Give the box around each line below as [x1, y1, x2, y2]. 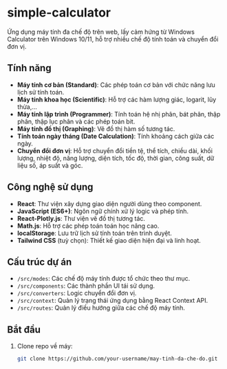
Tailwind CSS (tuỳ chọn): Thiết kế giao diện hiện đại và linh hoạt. [17, 236, 202, 244]
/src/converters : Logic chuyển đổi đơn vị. [17, 289, 137, 297]
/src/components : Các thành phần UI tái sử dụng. [17, 281, 155, 290]
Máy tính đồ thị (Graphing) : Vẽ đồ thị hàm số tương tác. [17, 124, 175, 132]
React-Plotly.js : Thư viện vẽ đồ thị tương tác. [17, 214, 146, 222]
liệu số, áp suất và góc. [17, 161, 83, 170]
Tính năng [7, 62, 52, 74]
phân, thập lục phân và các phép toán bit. [17, 117, 136, 126]
